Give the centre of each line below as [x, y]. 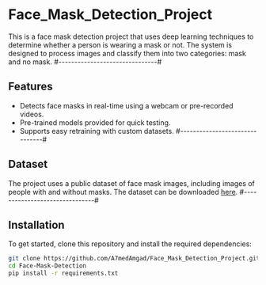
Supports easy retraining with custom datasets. [97, 131]
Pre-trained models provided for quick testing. [95, 122]
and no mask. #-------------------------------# [85, 62]
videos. [32, 114]
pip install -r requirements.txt [63, 274]
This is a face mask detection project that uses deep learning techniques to [131, 36]
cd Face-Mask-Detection [47, 266]
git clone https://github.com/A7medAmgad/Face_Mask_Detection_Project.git [134, 259]
